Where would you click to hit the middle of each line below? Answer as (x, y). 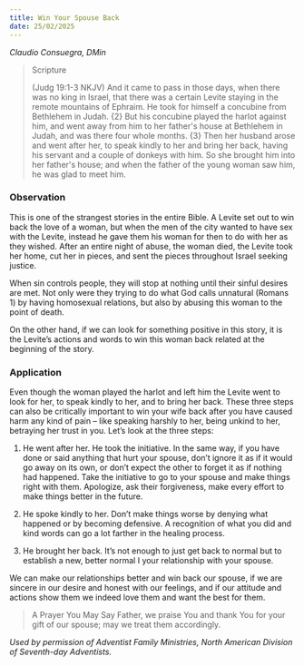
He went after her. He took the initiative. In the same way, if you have (151, 448)
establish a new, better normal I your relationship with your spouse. (148, 561)
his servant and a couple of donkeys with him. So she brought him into (163, 154)
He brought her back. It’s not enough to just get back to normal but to (152, 551)
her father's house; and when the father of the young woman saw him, (163, 164)
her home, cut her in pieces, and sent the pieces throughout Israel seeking (148, 256)
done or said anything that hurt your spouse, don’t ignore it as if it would (157, 458)
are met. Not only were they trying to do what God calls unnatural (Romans (149, 292)
